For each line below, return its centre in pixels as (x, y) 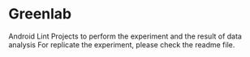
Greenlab (40, 14)
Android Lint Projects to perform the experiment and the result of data (125, 36)
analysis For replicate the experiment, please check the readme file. (122, 44)
